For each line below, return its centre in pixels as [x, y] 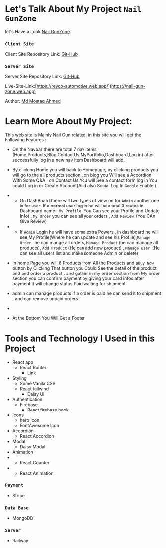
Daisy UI [36, 394]
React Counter [35, 463]
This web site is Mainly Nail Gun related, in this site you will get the [73, 135]
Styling [20, 378]
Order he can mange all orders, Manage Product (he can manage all [89, 243]
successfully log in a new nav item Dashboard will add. [69, 160]
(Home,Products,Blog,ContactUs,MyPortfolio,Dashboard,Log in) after [83, 155]
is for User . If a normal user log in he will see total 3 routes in [82, 206]
